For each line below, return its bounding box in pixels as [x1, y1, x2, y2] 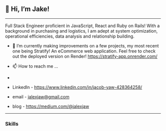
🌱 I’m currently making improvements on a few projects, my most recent [12, 43, 159, 48]
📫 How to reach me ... [12, 63, 58, 69]
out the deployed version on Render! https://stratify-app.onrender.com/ [12, 53, 158, 59]
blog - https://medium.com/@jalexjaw [12, 103, 89, 109]
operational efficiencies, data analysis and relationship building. [5, 33, 135, 39]
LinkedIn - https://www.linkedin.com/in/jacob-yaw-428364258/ [12, 84, 142, 90]
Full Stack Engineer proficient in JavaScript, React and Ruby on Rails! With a [5, 23, 160, 29]
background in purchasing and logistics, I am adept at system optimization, [5, 28, 158, 34]
